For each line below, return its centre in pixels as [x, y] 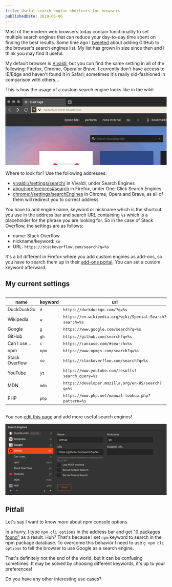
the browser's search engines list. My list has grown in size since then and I [85, 48]
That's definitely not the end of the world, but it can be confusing [74, 558]
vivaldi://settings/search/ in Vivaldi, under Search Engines [74, 183]
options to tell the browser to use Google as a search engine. [70, 548]
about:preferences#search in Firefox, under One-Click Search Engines [87, 189]
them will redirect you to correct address [56, 199]
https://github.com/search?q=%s [98, 337]
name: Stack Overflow [36, 236]
